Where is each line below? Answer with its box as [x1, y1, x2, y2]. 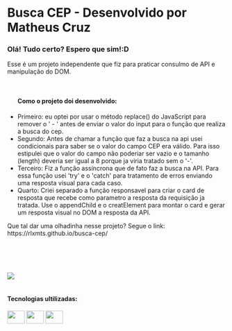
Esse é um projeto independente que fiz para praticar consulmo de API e [7, 60, 215, 69]
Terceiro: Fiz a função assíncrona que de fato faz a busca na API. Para [17, 164, 219, 172]
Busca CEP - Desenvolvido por [7, 5, 188, 21]
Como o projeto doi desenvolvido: [17, 97, 117, 105]
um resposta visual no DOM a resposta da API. [17, 208, 151, 217]
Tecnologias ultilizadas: [7, 295, 78, 303]
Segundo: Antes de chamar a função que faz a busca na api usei [17, 134, 203, 143]
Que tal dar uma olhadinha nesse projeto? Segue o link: [7, 221, 165, 230]
